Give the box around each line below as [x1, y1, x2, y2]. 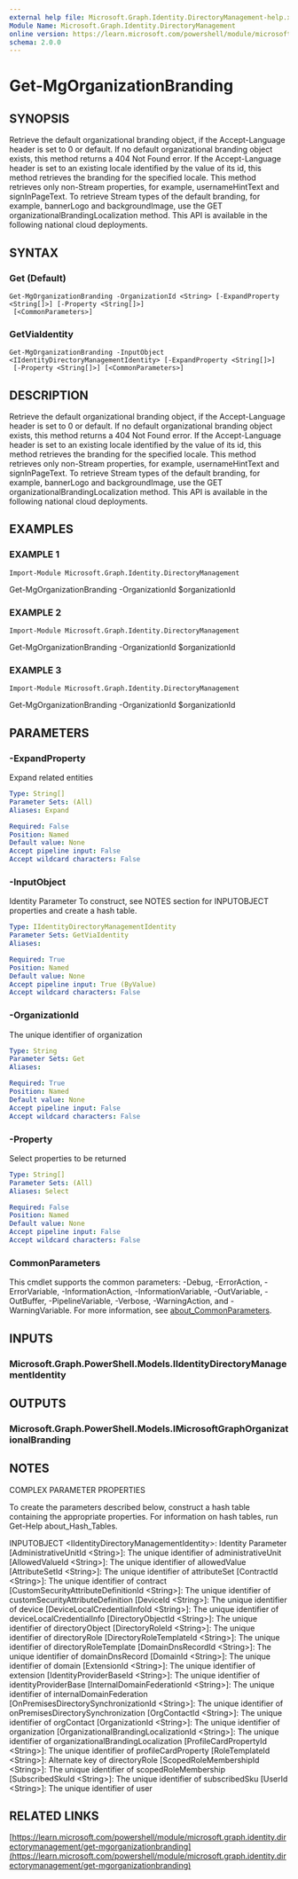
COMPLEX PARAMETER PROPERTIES [9, 1484, 146, 1495]
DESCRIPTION [9, 388, 89, 403]
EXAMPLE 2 [9, 606, 62, 618]
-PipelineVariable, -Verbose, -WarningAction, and [48, 1296, 229, 1307]
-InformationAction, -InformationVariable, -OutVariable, [61, 1286, 263, 1297]
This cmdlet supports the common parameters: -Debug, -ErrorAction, [9, 1277, 263, 1287]
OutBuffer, [9, 1296, 47, 1307]
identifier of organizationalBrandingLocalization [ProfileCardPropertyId [9, 1735, 268, 1746]
